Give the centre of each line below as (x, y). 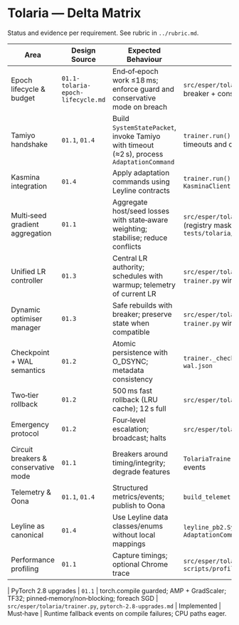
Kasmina (26, 177)
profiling (25, 569)
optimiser (27, 318)
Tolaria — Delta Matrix (74, 13)
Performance (33, 560)
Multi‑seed (29, 215)
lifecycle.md (84, 100)
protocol (25, 434)
